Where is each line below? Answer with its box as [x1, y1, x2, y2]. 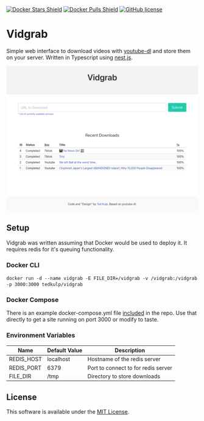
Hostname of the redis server [87, 356, 161, 363]
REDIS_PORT [9, 364, 41, 372]
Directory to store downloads [87, 372, 160, 380]
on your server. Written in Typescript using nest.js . [6, 54, 133, 61]
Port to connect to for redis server [87, 364, 172, 372]
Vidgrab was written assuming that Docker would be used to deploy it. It [6, 239, 188, 246]
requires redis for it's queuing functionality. [6, 245, 114, 253]
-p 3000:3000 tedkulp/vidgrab [6, 281, 83, 288]
